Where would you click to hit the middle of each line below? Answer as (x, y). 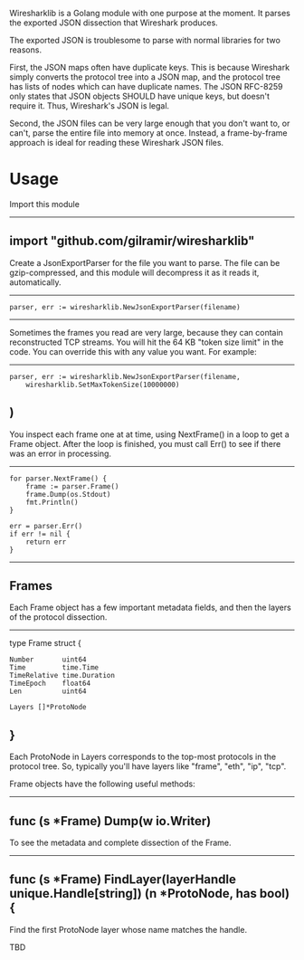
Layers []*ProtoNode (48, 708)
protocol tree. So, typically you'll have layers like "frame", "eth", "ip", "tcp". (148, 766)
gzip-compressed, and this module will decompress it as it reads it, (134, 272)
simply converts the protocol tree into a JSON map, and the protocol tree (145, 77)
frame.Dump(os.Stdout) (68, 494)
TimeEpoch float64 (50, 684)
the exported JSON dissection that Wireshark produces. (114, 23)
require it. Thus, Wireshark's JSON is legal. (90, 106)
